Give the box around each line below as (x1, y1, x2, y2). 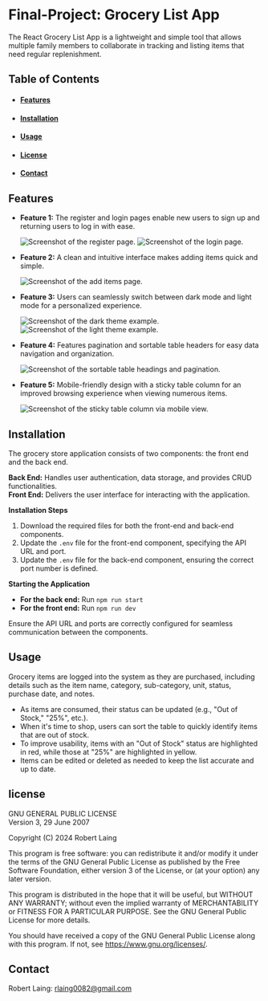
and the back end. (8, 457, 68, 466)
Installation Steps (8, 505, 68, 515)
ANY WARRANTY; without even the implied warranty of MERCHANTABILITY (8, 897, 259, 908)
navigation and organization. (19, 349, 115, 359)
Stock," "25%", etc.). (19, 713, 88, 722)
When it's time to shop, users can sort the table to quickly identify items (19, 721, 258, 731)
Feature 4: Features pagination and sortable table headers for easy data (19, 340, 259, 350)
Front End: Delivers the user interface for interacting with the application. (8, 490, 250, 499)
